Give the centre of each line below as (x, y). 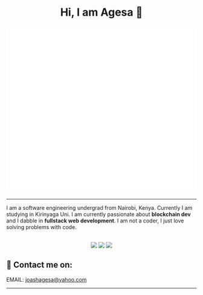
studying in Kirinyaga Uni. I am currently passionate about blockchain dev (99, 214)
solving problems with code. (41, 227)
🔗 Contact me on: (39, 265)
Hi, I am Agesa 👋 (101, 12)
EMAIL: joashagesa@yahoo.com (47, 279)
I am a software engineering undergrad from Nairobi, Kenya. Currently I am (99, 207)
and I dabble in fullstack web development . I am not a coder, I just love (95, 221)
